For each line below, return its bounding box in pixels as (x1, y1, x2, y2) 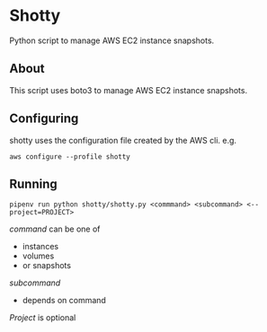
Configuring (9, 111, 79, 127)
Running (9, 176, 58, 191)
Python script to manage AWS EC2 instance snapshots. (9, 35, 215, 46)
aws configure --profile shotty (9, 152, 130, 162)
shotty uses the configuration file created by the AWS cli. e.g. (9, 135, 236, 145)
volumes (22, 250, 55, 261)
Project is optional (9, 312, 76, 323)
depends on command (22, 295, 106, 306)
